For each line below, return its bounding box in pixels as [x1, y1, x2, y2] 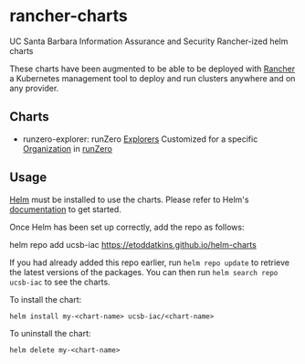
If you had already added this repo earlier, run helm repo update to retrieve [9, 257, 290, 268]
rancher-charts [9, 5, 128, 27]
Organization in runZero [22, 143, 112, 154]
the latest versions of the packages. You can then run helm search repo [9, 266, 279, 277]
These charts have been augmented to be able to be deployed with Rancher [9, 63, 295, 74]
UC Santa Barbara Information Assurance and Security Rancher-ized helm [9, 36, 289, 47]
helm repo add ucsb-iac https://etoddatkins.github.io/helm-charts [9, 239, 258, 250]
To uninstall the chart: [9, 327, 91, 338]
